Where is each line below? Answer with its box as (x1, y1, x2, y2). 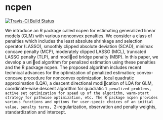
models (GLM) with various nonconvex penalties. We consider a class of (5, 33, 152, 39)
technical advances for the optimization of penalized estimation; (5, 69, 136, 75)
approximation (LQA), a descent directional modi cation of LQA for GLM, (5, 80, 153, 86)
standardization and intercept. (5, 109, 67, 115)
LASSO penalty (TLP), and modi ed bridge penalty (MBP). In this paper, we (5, 54, 159, 60)
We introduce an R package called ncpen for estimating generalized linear (5, 27, 156, 33)
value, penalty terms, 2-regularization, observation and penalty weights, (5, 104, 157, 110)
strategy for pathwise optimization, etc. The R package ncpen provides (5, 95, 158, 100)
